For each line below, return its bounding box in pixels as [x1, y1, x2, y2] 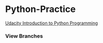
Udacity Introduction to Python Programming [5, 20, 98, 26]
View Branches [5, 32, 43, 39]
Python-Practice [5, 3, 76, 15]
